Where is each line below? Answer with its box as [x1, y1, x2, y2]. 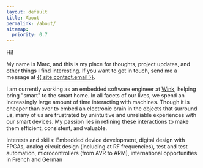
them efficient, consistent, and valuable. [6, 124, 108, 132]
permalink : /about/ [6, 20, 56, 26]
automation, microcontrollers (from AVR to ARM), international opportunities [6, 150, 197, 157]
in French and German [6, 156, 63, 163]
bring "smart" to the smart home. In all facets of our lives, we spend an [6, 92, 185, 99]
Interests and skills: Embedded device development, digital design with [6, 136, 185, 144]
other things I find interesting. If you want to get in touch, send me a [6, 67, 177, 74]
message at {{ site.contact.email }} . [6, 74, 96, 81]
